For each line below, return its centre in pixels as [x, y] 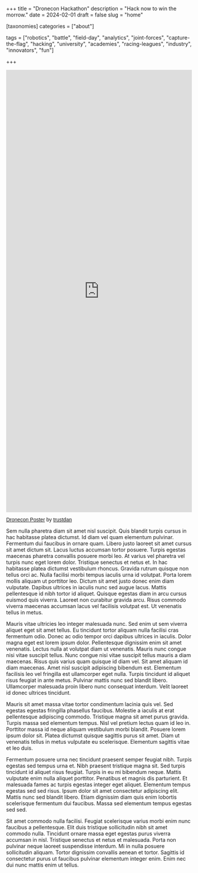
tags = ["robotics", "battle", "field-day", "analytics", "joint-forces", [86, 37]
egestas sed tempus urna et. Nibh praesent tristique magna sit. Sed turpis [96, 766]
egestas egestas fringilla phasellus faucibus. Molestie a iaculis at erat [90, 710]
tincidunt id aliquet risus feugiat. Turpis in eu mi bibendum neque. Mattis [94, 772]
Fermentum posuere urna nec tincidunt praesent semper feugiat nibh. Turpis [99, 759]
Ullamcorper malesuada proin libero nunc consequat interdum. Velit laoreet [97, 686]
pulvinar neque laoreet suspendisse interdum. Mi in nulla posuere [85, 846]
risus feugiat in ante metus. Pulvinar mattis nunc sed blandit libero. [87, 680]
